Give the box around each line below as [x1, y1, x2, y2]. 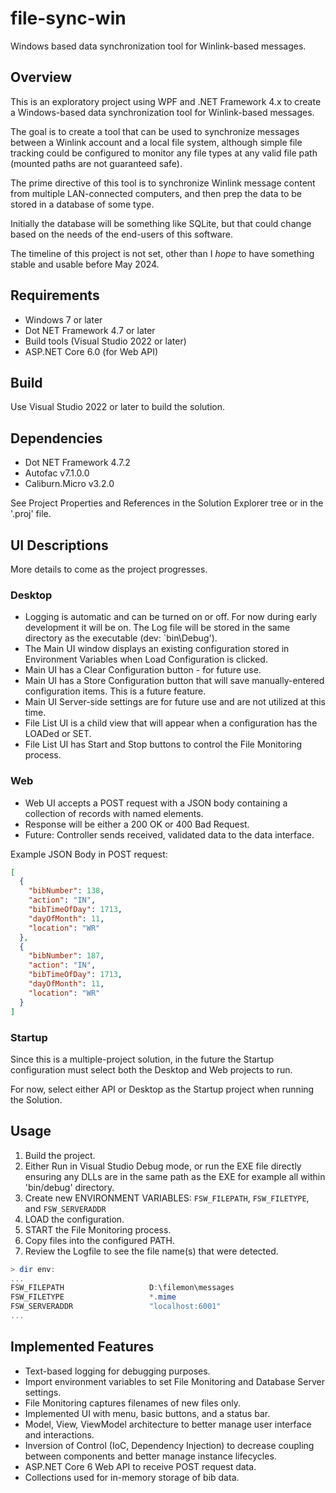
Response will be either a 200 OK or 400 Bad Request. [24, 818, 250, 830]
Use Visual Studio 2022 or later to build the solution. [10, 401, 225, 413]
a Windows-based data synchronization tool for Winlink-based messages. [10, 106, 315, 118]
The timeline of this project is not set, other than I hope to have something [10, 247, 315, 259]
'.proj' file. [10, 508, 52, 520]
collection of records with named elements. [24, 807, 204, 819]
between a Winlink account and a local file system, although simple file [10, 136, 303, 148]
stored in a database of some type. [10, 198, 155, 210]
